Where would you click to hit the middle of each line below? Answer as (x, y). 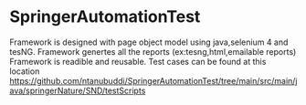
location (25, 71)
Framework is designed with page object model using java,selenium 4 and (149, 42)
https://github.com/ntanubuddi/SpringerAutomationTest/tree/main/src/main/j (154, 80)
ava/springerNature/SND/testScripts (78, 90)
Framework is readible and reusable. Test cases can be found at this (138, 61)
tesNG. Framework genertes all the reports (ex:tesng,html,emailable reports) (153, 51)
